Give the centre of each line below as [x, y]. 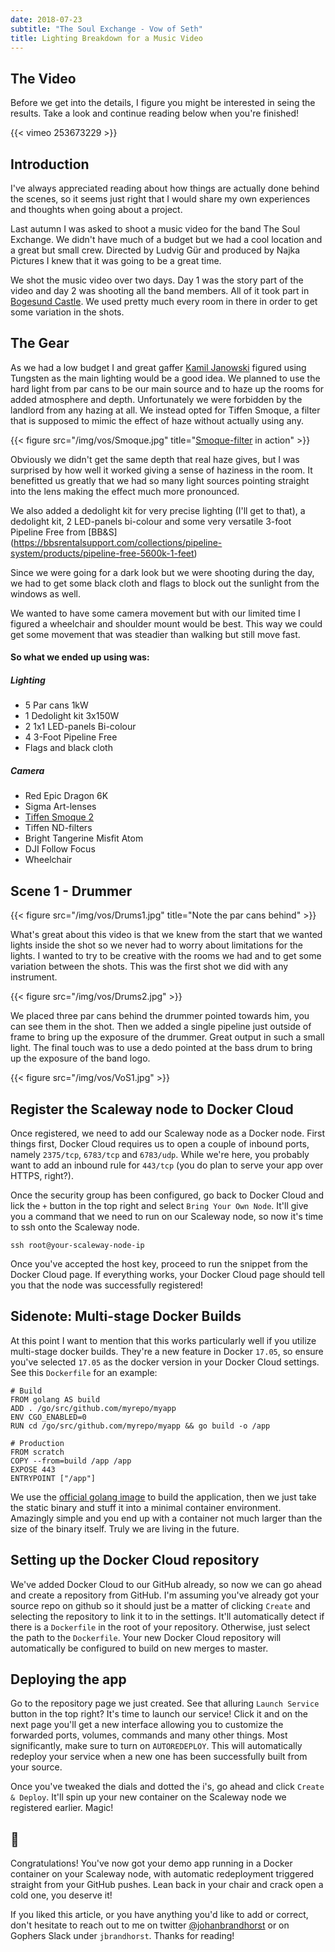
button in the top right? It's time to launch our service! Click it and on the [159, 1714]
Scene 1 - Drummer [71, 891]
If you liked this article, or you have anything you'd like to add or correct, [159, 1915]
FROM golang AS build [55, 1399]
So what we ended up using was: [80, 657]
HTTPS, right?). [42, 1175]
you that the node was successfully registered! [107, 1285]
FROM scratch [37, 1452]
